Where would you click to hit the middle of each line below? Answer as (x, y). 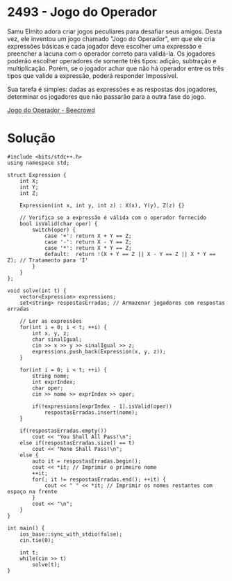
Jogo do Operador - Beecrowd (51, 110)
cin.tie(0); (37, 540)
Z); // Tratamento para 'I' (48, 260)
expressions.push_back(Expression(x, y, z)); (99, 351)
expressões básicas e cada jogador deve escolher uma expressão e (105, 46)
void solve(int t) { (37, 290)
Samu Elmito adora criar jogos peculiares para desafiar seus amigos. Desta (115, 31)
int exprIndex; (54, 382)
